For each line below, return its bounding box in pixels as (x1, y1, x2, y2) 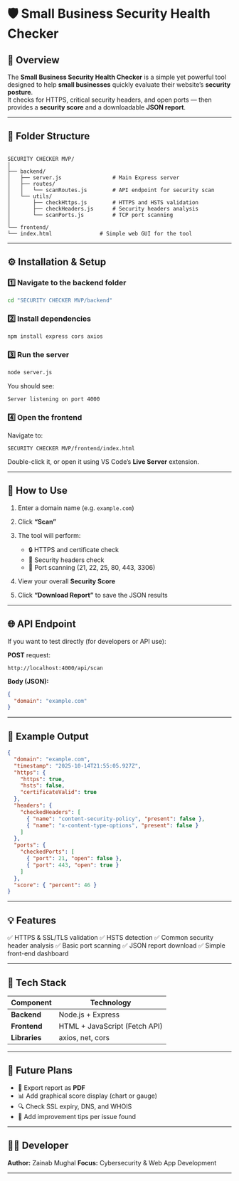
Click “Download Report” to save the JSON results (17, 590, 169, 599)
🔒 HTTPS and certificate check (28, 545, 119, 554)
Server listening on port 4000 (7, 396, 100, 403)
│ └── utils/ (7, 193, 53, 200)
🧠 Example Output (7, 730, 89, 742)
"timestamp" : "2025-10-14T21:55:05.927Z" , (14, 762, 142, 769)
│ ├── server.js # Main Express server (7, 174, 180, 181)
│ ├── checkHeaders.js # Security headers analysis (7, 205, 199, 212)
